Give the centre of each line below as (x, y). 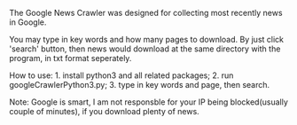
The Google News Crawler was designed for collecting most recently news (146, 13)
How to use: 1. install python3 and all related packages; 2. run (121, 75)
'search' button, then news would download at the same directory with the (145, 49)
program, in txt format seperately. (70, 58)
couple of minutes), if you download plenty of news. (104, 111)
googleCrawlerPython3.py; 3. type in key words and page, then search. (140, 85)
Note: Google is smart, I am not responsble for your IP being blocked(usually (148, 102)
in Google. (28, 22)
